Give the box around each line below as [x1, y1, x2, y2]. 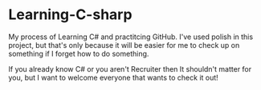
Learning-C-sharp [8, 6, 133, 24]
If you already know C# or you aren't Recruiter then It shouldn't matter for [8, 64, 252, 73]
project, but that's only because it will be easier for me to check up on [8, 40, 240, 49]
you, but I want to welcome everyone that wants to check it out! [8, 72, 218, 82]
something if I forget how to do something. [8, 49, 149, 58]
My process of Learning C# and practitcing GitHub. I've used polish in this [8, 32, 254, 41]
